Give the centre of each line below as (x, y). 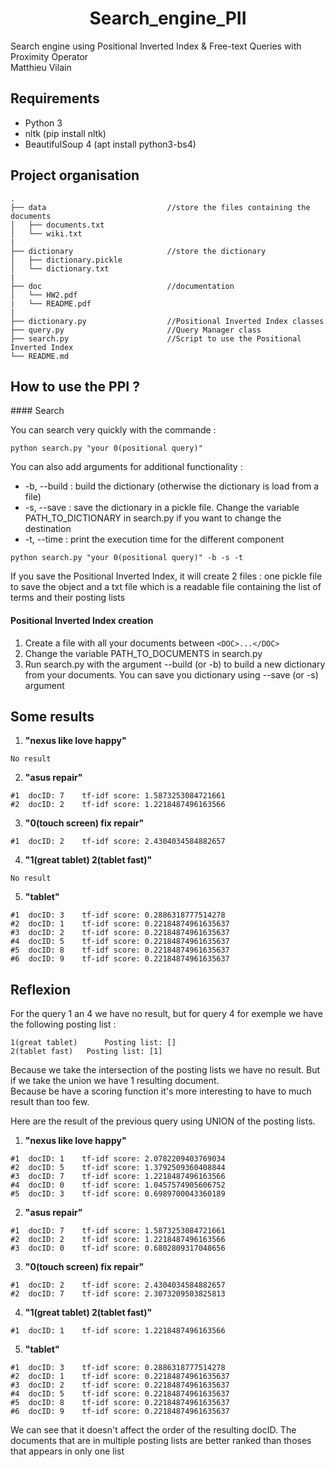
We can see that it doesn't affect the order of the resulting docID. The (153, 1430)
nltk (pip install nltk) (65, 133)
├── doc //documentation (122, 286)
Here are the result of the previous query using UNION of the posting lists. (163, 1121)
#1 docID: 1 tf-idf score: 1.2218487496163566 (118, 1331)
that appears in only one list (67, 1451)
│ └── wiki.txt (46, 233)
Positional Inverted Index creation (82, 620)
